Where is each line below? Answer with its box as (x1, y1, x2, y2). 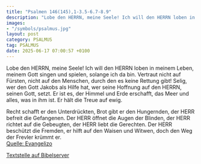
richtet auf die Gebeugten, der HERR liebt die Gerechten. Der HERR (6, 121, 173, 128)
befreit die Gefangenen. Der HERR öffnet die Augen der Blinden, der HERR (6, 114, 191, 121)
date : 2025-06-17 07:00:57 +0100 (6, 48, 90, 54)
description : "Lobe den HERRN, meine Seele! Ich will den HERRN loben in (6, 14, 196, 20)
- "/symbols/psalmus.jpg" (6, 25, 71, 32)
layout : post (6, 31, 39, 37)
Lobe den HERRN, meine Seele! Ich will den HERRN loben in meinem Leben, (6, 64, 194, 71)
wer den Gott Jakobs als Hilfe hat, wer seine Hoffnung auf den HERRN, (6, 84, 182, 91)
